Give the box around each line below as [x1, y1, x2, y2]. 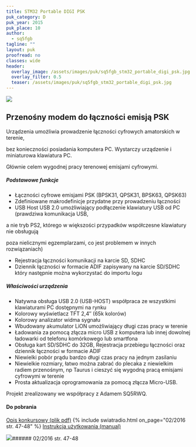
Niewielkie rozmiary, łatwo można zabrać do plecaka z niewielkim [14, 359, 173, 367]
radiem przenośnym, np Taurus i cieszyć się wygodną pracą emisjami [14, 366, 183, 373]
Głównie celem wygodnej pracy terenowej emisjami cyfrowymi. [6, 163, 158, 170]
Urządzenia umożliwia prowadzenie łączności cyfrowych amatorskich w [6, 127, 180, 135]
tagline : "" [6, 42, 35, 48]
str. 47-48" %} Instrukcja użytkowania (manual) [6, 422, 121, 429]
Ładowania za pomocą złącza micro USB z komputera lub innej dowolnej [14, 328, 191, 335]
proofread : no [6, 52, 41, 58]
